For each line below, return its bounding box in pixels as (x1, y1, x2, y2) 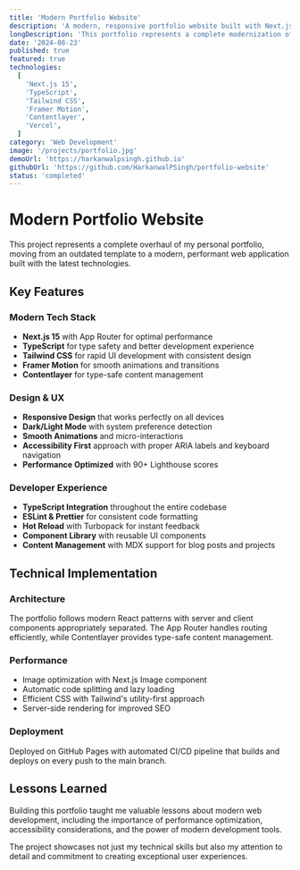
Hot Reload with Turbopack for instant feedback (21, 520, 201, 532)
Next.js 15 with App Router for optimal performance (21, 331, 213, 342)
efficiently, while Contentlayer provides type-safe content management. (9, 632, 274, 643)
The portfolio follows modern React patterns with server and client (9, 613, 254, 624)
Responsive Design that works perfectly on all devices (21, 412, 225, 423)
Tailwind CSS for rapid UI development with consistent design (21, 350, 252, 360)
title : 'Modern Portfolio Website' (9, 13, 142, 22)
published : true (9, 46, 70, 55)
